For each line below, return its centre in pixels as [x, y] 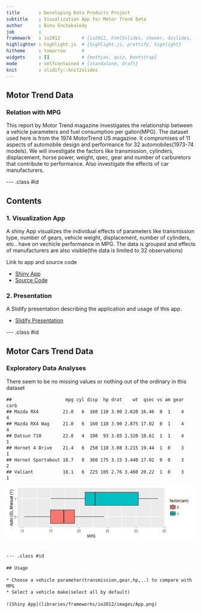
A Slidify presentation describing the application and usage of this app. [94, 309]
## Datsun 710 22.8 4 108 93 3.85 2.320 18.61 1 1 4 [95, 436]
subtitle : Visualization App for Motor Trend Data [76, 19]
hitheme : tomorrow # [45, 51]
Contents [24, 201]
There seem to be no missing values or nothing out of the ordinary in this [96, 381]
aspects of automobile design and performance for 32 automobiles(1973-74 [100, 145]
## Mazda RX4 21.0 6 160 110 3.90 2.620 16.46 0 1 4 [95, 412]
